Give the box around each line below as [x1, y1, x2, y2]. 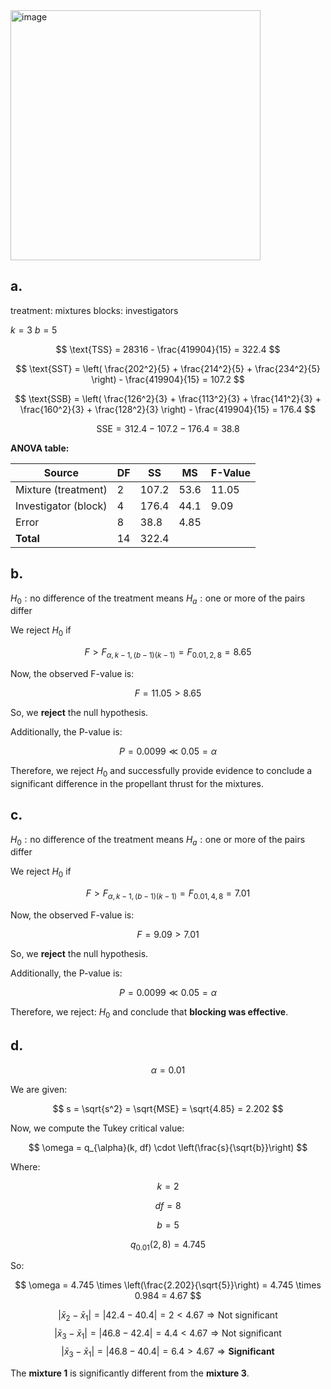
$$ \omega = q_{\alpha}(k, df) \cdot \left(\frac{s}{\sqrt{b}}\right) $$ [28, 1141, 308, 1153]
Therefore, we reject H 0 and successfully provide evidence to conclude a [10, 765, 313, 779]
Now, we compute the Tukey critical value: [10, 1122, 185, 1134]
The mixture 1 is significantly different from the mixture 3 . [10, 1367, 250, 1379]
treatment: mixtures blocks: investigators [10, 304, 179, 316]
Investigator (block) [15, 499, 108, 513]
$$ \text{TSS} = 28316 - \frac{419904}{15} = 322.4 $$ [55, 343, 281, 355]
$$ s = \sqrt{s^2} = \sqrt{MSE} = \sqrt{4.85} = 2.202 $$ [52, 1102, 284, 1114]
